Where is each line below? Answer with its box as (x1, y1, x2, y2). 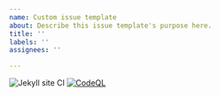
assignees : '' (9, 46, 62, 55)
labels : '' (9, 37, 50, 47)
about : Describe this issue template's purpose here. (9, 21, 213, 30)
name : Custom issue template (9, 12, 117, 22)
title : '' (9, 29, 46, 38)
